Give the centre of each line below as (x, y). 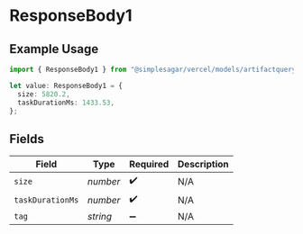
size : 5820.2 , (44, 94)
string (100, 217)
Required (149, 165)
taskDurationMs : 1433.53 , (66, 103)
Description (203, 165)
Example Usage (54, 49)
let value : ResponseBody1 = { (66, 85)
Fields (27, 139)
